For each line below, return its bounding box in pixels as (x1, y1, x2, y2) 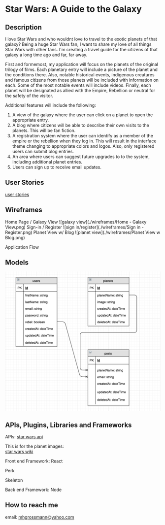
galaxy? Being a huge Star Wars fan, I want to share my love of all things (5, 41, 152, 47)
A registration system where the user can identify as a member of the (12, 133, 154, 138)
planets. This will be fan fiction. (12, 128, 76, 133)
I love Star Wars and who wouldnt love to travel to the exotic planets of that (5, 36, 158, 42)
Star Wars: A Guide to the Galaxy (5, 3, 142, 15)
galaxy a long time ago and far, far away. (5, 52, 88, 58)
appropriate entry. (12, 117, 49, 123)
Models (5, 259, 29, 267)
